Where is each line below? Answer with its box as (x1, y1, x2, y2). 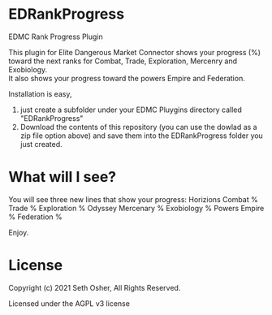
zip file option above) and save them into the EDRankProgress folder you (19, 131, 264, 140)
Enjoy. (8, 227, 29, 237)
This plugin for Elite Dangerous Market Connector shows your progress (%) (8, 47, 261, 57)
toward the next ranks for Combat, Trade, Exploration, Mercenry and (8, 56, 238, 66)
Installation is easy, (8, 88, 72, 98)
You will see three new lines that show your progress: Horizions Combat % (8, 194, 258, 204)
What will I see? (8, 168, 117, 187)
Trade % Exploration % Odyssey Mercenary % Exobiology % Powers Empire (8, 203, 265, 213)
